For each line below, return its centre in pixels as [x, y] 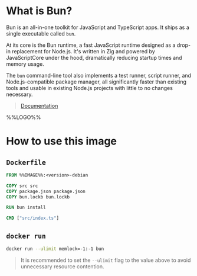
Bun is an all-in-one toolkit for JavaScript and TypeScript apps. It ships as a [98, 27]
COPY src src [22, 186]
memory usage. [25, 64]
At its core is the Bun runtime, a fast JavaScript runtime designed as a [91, 45]
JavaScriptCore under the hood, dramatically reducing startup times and [94, 57]
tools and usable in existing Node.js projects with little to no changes [89, 88]
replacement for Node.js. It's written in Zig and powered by [83, 51]
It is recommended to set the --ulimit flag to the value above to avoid [106, 260]
